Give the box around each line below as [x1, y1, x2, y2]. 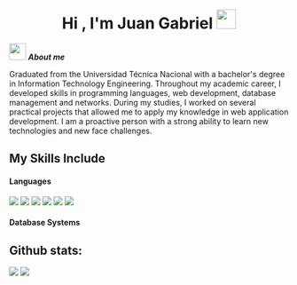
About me [27, 51, 66, 62]
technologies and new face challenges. [9, 125, 152, 136]
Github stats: [9, 242, 82, 257]
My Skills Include [9, 151, 106, 166]
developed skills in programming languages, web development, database [9, 87, 277, 98]
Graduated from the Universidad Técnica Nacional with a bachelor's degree [9, 68, 285, 79]
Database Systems [9, 218, 81, 228]
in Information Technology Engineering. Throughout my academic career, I [9, 78, 281, 89]
